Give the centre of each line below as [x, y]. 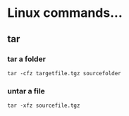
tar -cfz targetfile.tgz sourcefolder [64, 73]
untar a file [26, 91]
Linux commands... [65, 13]
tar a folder [26, 59]
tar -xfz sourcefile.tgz [44, 106]
